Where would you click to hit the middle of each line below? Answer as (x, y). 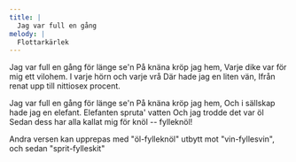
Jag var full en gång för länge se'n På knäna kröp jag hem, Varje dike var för (148, 67)
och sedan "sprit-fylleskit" (57, 149)
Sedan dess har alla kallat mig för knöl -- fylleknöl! (101, 122)
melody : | (27, 34)
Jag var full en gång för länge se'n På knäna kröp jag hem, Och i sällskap (142, 104)
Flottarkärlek (43, 42)
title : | (25, 17)
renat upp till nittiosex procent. (65, 86)
